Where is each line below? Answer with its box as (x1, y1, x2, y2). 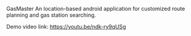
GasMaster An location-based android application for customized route (6, 5, 186, 12)
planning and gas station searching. (6, 11, 96, 19)
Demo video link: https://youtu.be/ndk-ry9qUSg (6, 23, 126, 30)
